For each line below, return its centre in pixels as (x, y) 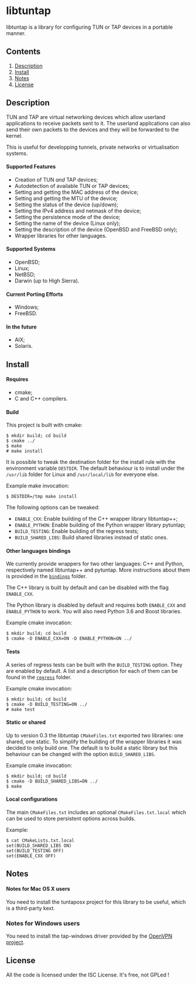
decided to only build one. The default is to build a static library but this (92, 747)
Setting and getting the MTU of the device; (66, 198)
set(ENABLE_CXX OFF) (31, 856)
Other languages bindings (39, 551)
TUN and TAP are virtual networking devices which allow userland (86, 117)
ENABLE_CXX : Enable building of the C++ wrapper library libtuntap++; (96, 519)
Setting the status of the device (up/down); (66, 204)
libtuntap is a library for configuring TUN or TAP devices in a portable (90, 27)
